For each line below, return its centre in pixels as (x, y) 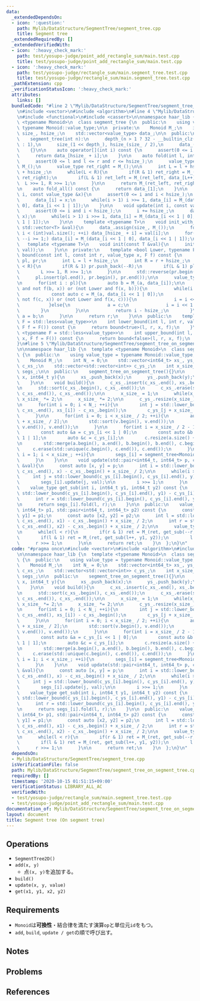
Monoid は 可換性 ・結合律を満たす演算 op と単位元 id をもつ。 (85, 925)
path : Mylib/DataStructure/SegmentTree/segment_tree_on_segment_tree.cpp (105, 770)
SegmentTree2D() (35, 859)
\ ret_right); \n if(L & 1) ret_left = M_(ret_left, (92, 178)
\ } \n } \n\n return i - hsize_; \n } (105, 311)
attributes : (26, 95)
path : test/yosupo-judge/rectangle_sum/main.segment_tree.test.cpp (102, 73)
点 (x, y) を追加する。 (50, 872)
